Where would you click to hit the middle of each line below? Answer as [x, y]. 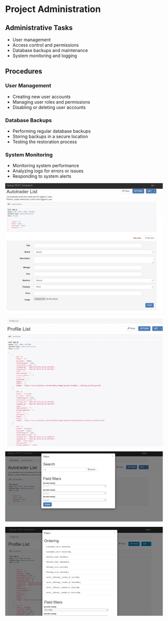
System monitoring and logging [45, 56]
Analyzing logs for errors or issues [48, 171]
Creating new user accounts [41, 97]
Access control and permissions [45, 45]
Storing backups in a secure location [50, 136]
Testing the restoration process [45, 142]
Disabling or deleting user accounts [49, 107]
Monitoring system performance [45, 166]
